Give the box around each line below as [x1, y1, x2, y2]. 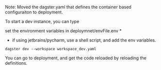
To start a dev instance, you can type [5, 19, 80, 24]
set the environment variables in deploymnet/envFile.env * [5, 28, 122, 33]
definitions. [5, 60, 28, 66]
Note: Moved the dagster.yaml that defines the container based [5, 4, 132, 10]
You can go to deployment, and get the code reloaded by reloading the [5, 55, 146, 61]
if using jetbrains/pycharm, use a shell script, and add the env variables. [12, 37, 156, 43]
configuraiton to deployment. [5, 9, 63, 15]
